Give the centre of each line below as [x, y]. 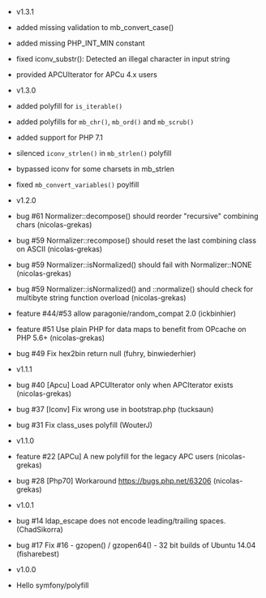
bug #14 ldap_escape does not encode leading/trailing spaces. [121, 521]
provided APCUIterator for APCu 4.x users [87, 75]
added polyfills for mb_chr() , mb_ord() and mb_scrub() [105, 122]
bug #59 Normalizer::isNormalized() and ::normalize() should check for [135, 289]
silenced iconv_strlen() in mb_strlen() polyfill [94, 153]
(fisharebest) [38, 554]
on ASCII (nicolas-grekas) [59, 249]
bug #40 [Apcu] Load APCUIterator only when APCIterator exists [124, 385]
